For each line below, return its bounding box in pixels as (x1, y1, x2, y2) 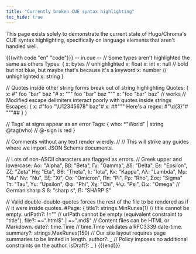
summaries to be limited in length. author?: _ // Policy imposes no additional (6, 235, 188, 242)
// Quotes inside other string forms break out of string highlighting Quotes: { (6, 84, 189, 91)
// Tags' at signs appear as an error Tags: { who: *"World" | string (6, 120, 164, 127)
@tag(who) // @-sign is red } (6, 127, 75, 134)
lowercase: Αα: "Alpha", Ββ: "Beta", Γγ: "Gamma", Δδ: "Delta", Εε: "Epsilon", (6, 162, 188, 169)
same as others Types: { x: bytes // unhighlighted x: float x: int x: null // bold (6, 60, 188, 67)
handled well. (6, 42, 39, 50)
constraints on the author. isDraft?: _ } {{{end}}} (6, 242, 121, 249)
